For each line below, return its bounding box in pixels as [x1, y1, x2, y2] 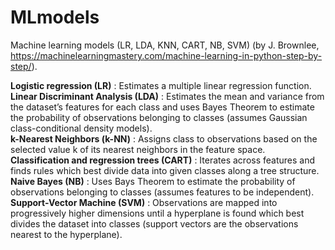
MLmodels [10, 6, 100, 29]
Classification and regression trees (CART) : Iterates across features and [10, 154, 316, 166]
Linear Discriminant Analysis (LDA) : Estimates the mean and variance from [10, 90, 325, 102]
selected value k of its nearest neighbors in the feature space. [10, 143, 266, 155]
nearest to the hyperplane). [10, 228, 123, 240]
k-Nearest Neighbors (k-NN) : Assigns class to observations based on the [10, 132, 318, 145]
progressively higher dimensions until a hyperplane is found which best [10, 207, 305, 219]
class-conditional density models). [10, 122, 153, 134]
